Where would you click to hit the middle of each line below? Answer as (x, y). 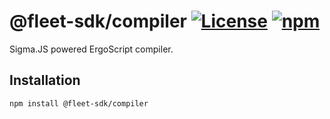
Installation (45, 80)
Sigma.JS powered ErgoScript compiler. (91, 49)
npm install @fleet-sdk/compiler (79, 103)
